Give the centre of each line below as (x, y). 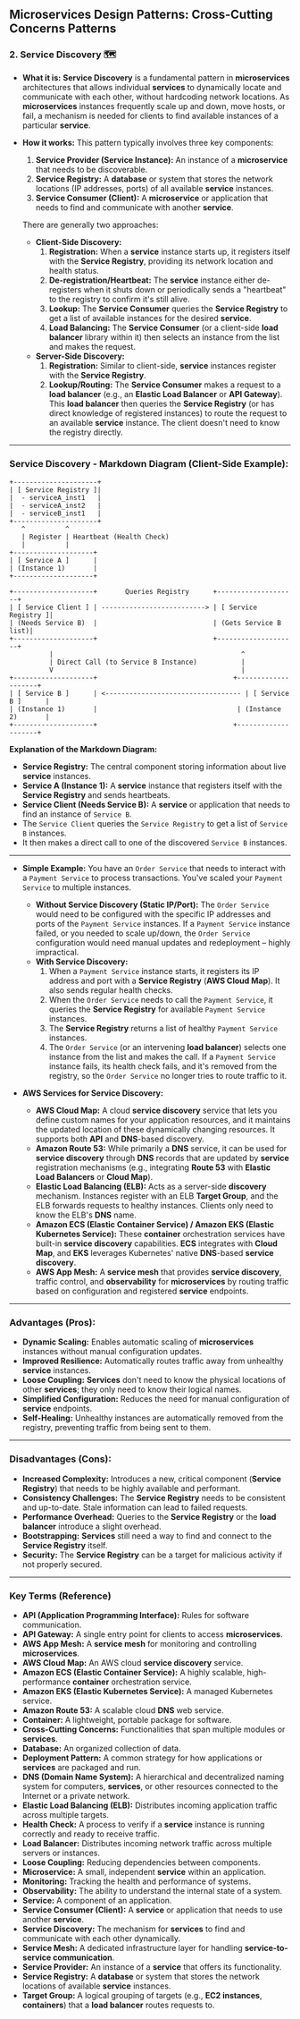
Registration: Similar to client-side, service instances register (162, 365)
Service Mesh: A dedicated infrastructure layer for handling (132, 1947)
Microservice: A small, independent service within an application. (144, 1871)
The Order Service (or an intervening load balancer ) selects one (167, 1047)
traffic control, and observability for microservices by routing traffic (162, 1281)
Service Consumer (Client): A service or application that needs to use (152, 1910)
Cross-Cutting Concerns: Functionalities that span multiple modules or (154, 1729)
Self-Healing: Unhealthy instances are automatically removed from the (153, 1418)
